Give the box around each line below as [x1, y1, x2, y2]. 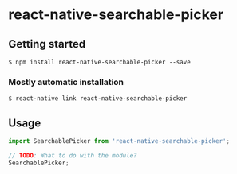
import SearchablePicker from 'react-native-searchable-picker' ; [8, 137, 230, 145]
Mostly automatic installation [8, 76, 124, 87]
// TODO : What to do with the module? [8, 151, 137, 160]
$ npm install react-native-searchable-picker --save [8, 58, 192, 66]
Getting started [8, 37, 86, 51]
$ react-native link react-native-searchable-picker [8, 95, 188, 102]
